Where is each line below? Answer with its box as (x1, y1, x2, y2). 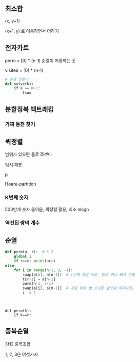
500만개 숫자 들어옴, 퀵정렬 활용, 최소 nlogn (5, 206, 89, 212)
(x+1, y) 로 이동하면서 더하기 (5, 28, 60, 34)
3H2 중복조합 (5, 341, 31, 347)
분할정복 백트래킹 (5, 105, 54, 113)
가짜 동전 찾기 (5, 121, 36, 128)
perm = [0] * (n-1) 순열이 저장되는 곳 (5, 58, 76, 64)
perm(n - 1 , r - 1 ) (22, 281, 54, 286)
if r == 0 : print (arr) (14, 258, 56, 264)
